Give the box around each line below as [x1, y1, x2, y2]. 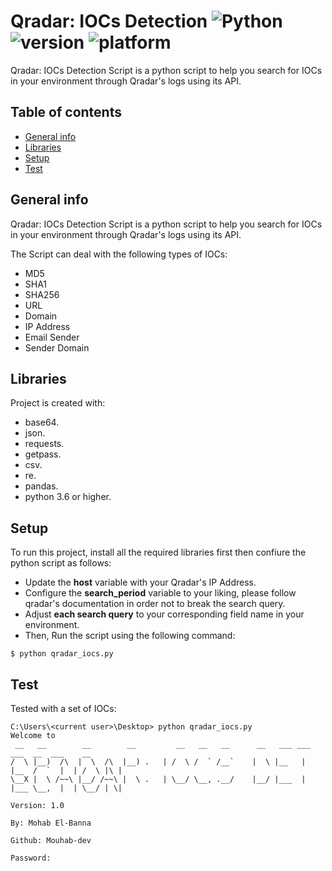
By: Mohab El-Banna [10, 818, 92, 828]
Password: [10, 853, 52, 863]
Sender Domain [24, 341, 90, 354]
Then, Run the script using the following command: [24, 630, 236, 642]
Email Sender [24, 331, 80, 343]
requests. [24, 438, 65, 450]
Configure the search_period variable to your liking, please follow [24, 587, 297, 599]
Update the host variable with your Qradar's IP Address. [24, 576, 257, 589]
